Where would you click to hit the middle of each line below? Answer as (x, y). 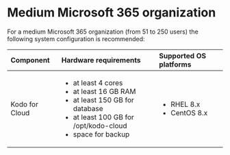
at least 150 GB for (104, 99)
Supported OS (183, 56)
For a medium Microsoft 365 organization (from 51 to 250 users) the (103, 32)
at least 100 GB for (104, 117)
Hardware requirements (101, 60)
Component (30, 60)
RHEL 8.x (186, 104)
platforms (175, 64)
